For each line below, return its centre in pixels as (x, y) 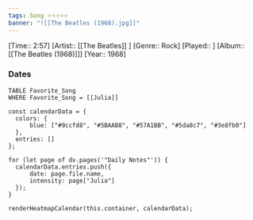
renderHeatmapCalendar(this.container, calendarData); (101, 208)
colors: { (31, 118)
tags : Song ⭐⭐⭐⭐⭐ (38, 15)
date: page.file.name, (67, 174)
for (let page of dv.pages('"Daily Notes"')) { (88, 160)
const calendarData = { (48, 112)
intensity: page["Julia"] (72, 180)
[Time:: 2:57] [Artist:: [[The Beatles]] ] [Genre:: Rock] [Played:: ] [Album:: (126, 45)
